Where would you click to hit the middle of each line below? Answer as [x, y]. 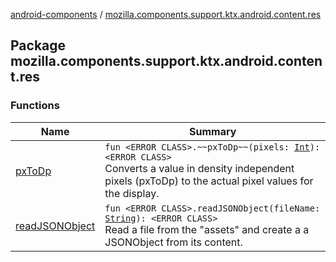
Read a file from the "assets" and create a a [207, 229]
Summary [213, 131]
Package [38, 45]
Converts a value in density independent [199, 168]
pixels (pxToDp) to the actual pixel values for [209, 181]
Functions [35, 106]
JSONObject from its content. [173, 242]
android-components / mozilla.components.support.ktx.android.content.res [166, 14]
